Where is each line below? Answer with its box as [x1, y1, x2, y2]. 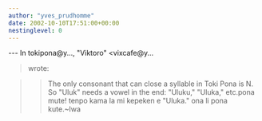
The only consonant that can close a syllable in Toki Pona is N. [47, 79, 254, 88]
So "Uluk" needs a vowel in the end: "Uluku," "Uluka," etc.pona [47, 88, 256, 97]
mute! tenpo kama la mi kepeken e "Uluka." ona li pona [47, 96, 228, 106]
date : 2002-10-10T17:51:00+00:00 [8, 19, 120, 27]
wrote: [27, 64, 50, 73]
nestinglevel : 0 [8, 26, 62, 34]
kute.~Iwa [47, 104, 81, 114]
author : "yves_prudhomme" [8, 11, 94, 20]
